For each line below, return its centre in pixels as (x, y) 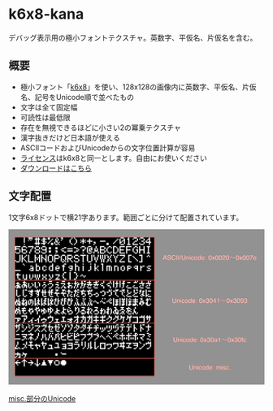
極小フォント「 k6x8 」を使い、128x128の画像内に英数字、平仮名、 (131, 87)
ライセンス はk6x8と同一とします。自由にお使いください (113, 158)
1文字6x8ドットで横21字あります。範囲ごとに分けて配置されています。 (126, 217)
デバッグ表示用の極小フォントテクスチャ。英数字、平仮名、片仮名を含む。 (133, 37)
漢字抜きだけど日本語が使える (70, 137)
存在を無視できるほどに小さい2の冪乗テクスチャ (100, 128)
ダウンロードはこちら (56, 168)
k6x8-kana (46, 14)
